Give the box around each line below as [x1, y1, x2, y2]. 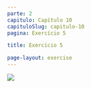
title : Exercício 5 [7, 42, 63, 49]
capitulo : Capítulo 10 [7, 17, 72, 24]
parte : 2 [7, 10, 32, 17]
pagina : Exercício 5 [7, 29, 67, 37]
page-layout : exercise [7, 55, 72, 62]
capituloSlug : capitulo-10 [7, 23, 85, 30]
